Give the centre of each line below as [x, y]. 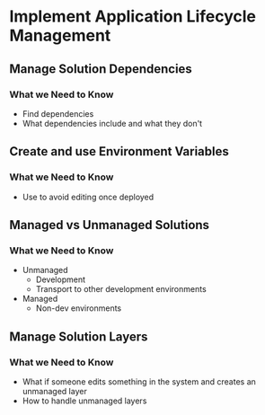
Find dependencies [58, 113]
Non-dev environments [79, 308]
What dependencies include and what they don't [112, 123]
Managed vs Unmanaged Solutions [109, 225]
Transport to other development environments [121, 289]
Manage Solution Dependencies [101, 69]
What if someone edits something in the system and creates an [139, 381]
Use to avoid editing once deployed [88, 197]
